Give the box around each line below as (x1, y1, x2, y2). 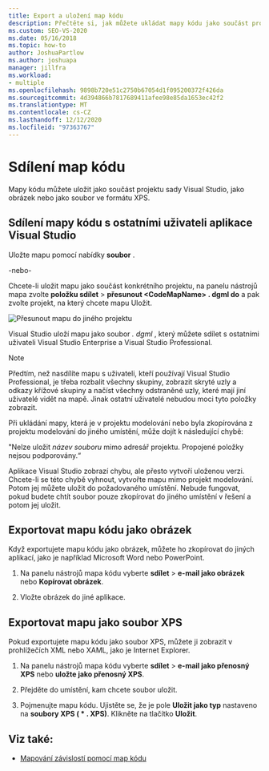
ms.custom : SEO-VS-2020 (8, 26, 88, 34)
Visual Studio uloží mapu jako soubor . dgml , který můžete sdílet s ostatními (8, 329, 260, 339)
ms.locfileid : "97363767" (8, 123, 94, 131)
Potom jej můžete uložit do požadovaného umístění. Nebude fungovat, (8, 483, 240, 492)
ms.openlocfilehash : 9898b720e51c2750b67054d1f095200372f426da (8, 86, 224, 94)
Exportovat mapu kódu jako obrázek (8, 523, 192, 536)
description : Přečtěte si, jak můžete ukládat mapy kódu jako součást (8, 19, 249, 27)
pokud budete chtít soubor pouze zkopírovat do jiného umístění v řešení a (8, 492, 251, 501)
